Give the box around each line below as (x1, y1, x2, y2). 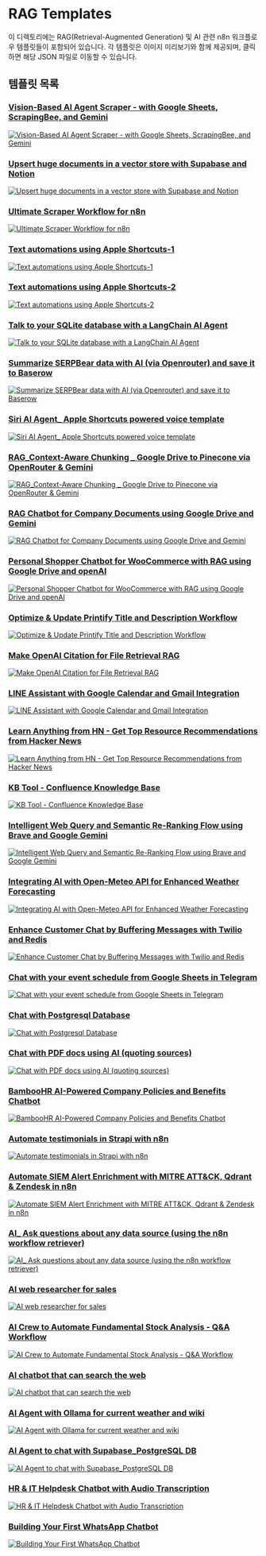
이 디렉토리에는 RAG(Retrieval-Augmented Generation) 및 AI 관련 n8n (8, 32, 230, 41)
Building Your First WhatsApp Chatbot (8, 1521, 159, 1532)
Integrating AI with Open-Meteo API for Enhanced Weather (8, 876, 240, 887)
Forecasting (8, 886, 56, 897)
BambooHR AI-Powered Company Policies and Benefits (8, 1086, 226, 1097)
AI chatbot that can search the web (8, 1369, 147, 1380)
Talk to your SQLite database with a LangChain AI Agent (8, 319, 228, 331)
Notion (8, 168, 36, 179)
